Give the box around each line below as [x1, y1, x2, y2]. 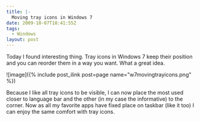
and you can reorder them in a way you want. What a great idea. [6, 59, 165, 66]
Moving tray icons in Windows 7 [11, 14, 93, 20]
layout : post [6, 37, 39, 43]
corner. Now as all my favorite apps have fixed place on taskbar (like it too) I [6, 102, 194, 108]
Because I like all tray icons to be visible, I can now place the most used [6, 89, 184, 96]
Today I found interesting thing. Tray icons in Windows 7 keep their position [6, 53, 193, 60]
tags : [6, 25, 20, 32]
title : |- [6, 8, 31, 15]
